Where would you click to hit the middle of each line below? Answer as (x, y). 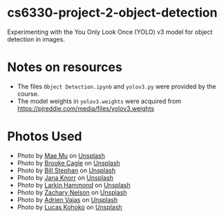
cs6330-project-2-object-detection (112, 13)
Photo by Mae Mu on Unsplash (61, 155)
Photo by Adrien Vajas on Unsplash (67, 199)
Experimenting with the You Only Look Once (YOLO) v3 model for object (110, 32)
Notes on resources (65, 67)
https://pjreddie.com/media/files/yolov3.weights (85, 108)
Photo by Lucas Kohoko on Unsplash (69, 207)
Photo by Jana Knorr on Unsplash (65, 177)
